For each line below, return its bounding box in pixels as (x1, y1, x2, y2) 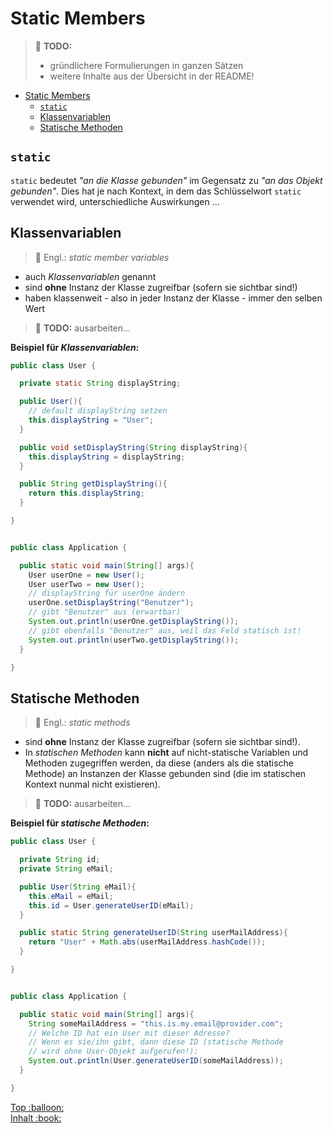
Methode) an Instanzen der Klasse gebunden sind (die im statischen (24, 768, 307, 780)
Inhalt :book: (10, 1112, 62, 1124)
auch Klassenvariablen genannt (24, 270, 157, 282)
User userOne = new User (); (28, 570, 145, 580)
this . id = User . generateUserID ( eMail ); (28, 900, 195, 911)
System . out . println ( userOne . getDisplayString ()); (28, 617, 240, 627)
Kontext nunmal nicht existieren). (24, 778, 161, 791)
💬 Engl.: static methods (34, 717, 131, 729)
